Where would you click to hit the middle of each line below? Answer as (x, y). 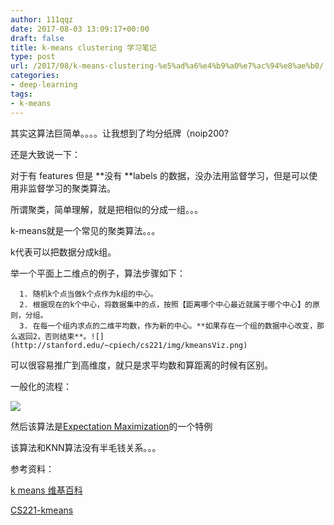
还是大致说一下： (45, 154)
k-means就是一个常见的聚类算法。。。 (85, 230)
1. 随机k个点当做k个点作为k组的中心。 (88, 294)
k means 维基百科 (46, 490)
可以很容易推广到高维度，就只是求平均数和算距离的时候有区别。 (141, 365)
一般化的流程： (41, 386)
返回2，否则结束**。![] (61, 336)
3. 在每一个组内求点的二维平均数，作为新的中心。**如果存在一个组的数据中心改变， (168, 326)
